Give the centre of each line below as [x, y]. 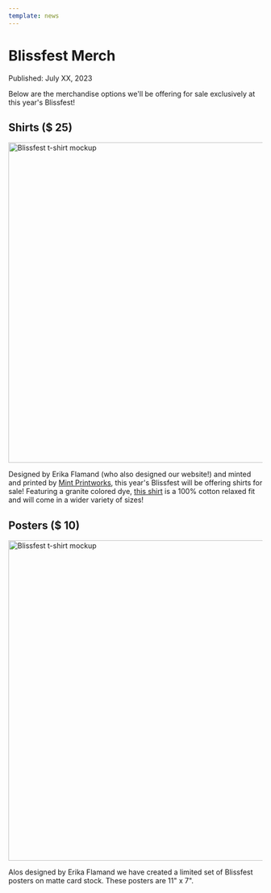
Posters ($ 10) [44, 525]
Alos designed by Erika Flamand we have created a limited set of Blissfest [131, 872]
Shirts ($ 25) [40, 127]
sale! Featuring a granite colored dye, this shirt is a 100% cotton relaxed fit [132, 492]
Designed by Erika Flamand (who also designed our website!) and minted [130, 474]
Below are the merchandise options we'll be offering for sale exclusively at [132, 93]
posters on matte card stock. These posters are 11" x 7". [101, 881]
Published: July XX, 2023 [50, 78]
